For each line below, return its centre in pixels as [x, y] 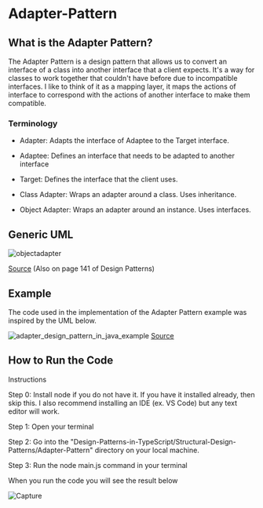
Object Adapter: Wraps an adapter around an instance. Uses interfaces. [135, 210]
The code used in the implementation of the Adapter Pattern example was [128, 312]
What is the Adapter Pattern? [80, 43]
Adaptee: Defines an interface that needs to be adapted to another [127, 156]
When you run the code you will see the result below [93, 481]
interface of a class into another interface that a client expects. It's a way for [131, 70]
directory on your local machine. [147, 450]
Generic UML [41, 234]
